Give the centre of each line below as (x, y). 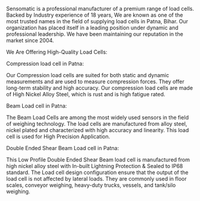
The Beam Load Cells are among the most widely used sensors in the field (98, 117)
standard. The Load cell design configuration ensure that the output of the (98, 172)
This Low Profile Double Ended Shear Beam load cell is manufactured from (98, 160)
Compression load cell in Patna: (45, 63)
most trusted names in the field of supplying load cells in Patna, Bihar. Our (97, 21)
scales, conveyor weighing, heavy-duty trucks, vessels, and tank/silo (91, 185)
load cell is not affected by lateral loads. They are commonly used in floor (96, 179)
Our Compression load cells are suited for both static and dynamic (88, 75)
